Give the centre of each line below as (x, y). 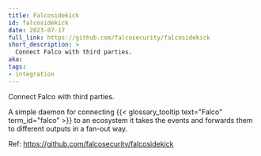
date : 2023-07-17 (37, 30)
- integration (32, 74)
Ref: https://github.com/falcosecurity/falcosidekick (91, 143)
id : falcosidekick (38, 23)
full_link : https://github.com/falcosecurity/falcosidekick (110, 37)
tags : (17, 67)
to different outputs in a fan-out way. (68, 128)
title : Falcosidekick (44, 15)
